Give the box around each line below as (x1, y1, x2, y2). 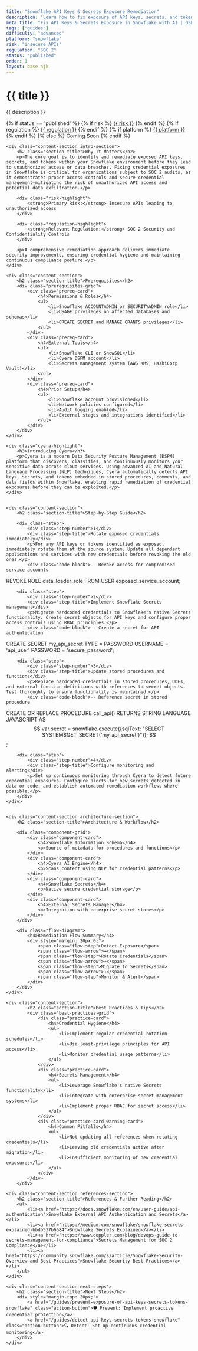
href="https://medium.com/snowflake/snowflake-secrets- (45, 1222, 186, 1228)
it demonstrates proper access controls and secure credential (6, 175, 165, 181)
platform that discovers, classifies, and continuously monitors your (6, 458, 183, 465)
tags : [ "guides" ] (6, 25, 49, 31)
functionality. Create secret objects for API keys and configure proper (6, 615, 192, 621)
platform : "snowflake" (6, 36, 62, 42)
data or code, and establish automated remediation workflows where (6, 783, 178, 789)
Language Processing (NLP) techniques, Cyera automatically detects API (6, 469, 189, 475)
